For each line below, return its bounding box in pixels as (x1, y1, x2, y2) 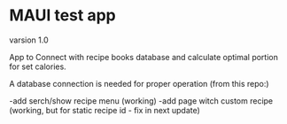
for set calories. (9, 61, 66, 72)
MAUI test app (9, 5, 117, 26)
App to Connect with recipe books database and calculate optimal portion (9, 51, 279, 62)
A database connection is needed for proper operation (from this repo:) (9, 78, 269, 89)
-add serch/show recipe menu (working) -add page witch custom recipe (9, 95, 274, 106)
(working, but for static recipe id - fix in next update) (9, 105, 201, 115)
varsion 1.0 (9, 35, 49, 45)
